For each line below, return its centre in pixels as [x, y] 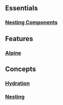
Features [19, 39]
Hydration [17, 83]
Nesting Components [31, 22]
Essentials [22, 8]
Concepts [21, 69]
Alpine [13, 53]
